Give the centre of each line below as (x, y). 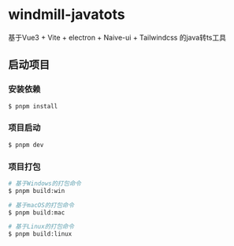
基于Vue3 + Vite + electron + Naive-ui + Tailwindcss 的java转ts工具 (117, 37)
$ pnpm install (33, 106)
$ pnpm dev (26, 145)
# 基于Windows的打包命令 (45, 184)
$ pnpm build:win (37, 191)
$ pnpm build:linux (40, 234)
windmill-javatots (67, 15)
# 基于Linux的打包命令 (41, 227)
